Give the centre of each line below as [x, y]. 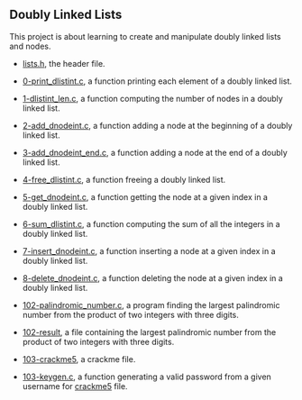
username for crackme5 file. [75, 386]
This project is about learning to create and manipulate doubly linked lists [145, 36]
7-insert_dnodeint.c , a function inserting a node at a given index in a [149, 250]
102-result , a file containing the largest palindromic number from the [149, 332]
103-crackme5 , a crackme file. [79, 359]
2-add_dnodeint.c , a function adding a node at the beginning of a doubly [157, 125]
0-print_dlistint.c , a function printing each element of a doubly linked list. [157, 81]
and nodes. [30, 46]
